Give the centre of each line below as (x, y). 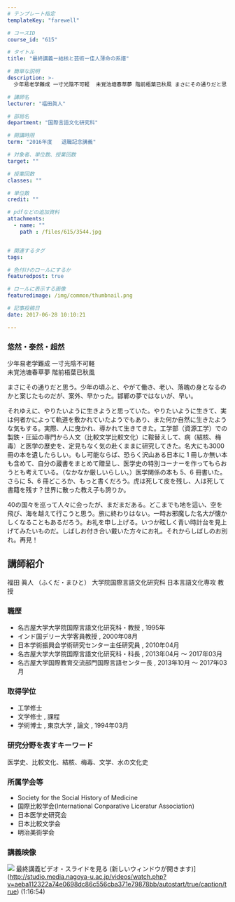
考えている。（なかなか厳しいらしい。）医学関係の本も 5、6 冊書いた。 (126, 472)
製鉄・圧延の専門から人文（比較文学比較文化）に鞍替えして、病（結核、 (111, 437)
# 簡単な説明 (23, 72)
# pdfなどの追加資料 (34, 212)
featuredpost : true (36, 277)
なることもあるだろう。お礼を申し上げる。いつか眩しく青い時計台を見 (120, 522)
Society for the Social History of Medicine (78, 797)
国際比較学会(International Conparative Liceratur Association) (106, 806)
